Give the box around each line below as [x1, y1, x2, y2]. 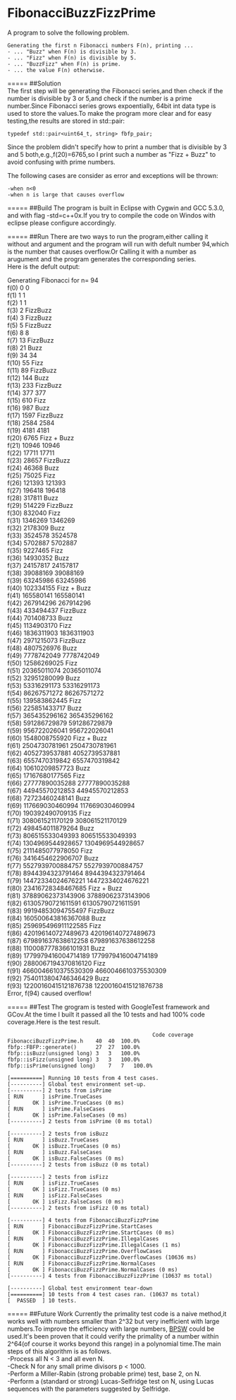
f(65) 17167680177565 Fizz [7, 771, 86, 780]
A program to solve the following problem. [7, 28, 130, 37]
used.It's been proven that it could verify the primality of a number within [7, 1331, 219, 1340]
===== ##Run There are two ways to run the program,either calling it [7, 232, 209, 241]
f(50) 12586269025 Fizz [7, 658, 77, 667]
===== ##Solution [7, 79, 61, 88]
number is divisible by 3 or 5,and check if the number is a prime [7, 94, 192, 102]
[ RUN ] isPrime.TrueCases [7, 1093, 102, 1100]
